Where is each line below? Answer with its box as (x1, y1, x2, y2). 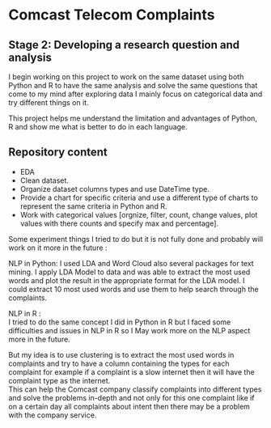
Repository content (8, 146, 108, 159)
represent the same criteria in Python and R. (19, 201, 167, 211)
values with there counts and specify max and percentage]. (19, 218, 219, 228)
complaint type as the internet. (8, 375, 111, 385)
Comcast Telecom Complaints (8, 6, 215, 24)
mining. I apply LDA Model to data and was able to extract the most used (8, 267, 251, 277)
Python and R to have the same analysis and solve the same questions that (8, 81, 258, 90)
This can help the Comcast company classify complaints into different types (8, 384, 262, 394)
